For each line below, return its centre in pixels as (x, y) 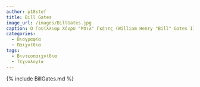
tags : (13, 51)
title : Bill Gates (29, 17)
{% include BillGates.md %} (40, 79)
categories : (21, 34)
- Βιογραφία (26, 39)
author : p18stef (26, 12)
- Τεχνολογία (28, 61)
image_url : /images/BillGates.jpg (49, 23)
